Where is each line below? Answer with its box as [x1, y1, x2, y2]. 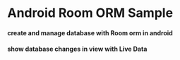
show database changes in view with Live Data [7, 44, 148, 54]
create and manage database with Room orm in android [7, 28, 173, 37]
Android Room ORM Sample [7, 5, 174, 21]
